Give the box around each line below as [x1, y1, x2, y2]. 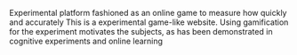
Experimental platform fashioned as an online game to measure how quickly [9, 8, 287, 18]
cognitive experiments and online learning [9, 35, 163, 46]
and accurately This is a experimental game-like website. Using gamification [9, 17, 289, 27]
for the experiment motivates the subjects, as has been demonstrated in [9, 27, 273, 36]
